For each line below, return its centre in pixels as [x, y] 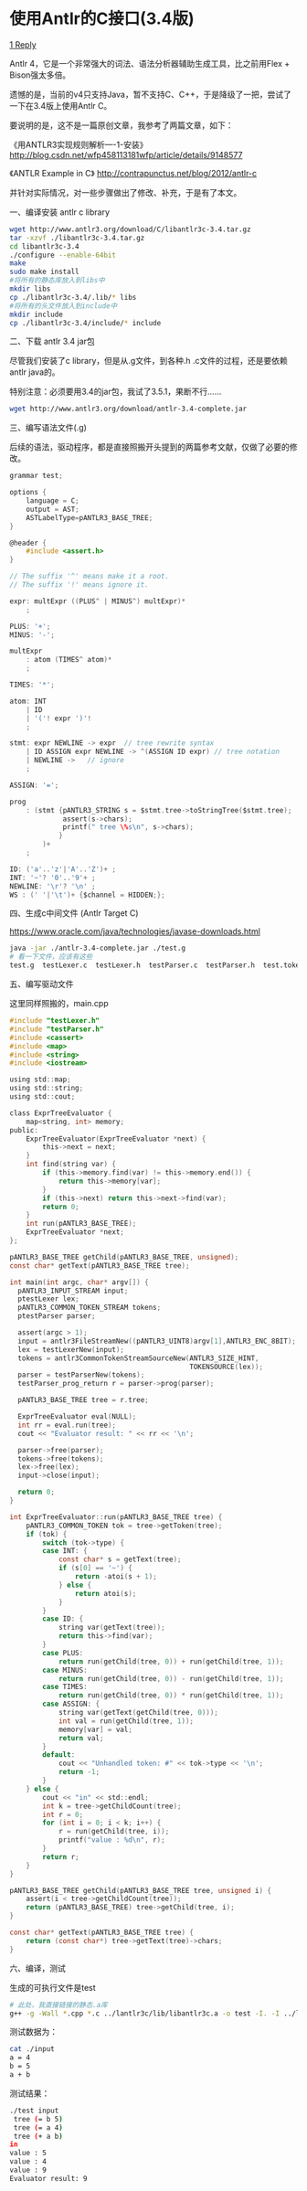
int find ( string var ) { [71, 1165]
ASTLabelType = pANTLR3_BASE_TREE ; [90, 517]
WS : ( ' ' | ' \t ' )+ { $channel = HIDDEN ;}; [88, 895]
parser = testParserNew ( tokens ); [81, 1375]
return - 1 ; [79, 1772]
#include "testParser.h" [57, 1029]
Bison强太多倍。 [40, 75]
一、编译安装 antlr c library [60, 212]
